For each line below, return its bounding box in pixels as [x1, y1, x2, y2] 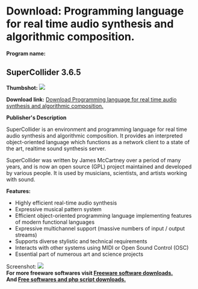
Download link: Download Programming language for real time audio [6, 95, 177, 103]
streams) [14, 231, 37, 238]
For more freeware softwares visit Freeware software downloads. [6, 269, 173, 276]
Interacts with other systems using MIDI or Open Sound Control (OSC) [14, 244, 189, 251]
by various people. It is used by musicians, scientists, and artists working [6, 169, 188, 176]
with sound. [6, 176, 36, 183]
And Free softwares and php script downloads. [6, 276, 126, 283]
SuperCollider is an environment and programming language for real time [6, 125, 188, 133]
